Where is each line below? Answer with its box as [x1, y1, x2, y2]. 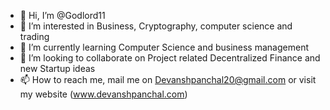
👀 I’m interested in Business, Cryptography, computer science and [19, 20, 293, 32]
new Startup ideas [19, 63, 96, 74]
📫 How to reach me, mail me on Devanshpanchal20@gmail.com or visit [19, 74, 317, 85]
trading [19, 31, 50, 42]
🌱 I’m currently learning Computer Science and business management [19, 41, 309, 53]
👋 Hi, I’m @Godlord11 [19, 10, 106, 21]
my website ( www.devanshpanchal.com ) [19, 88, 188, 100]
